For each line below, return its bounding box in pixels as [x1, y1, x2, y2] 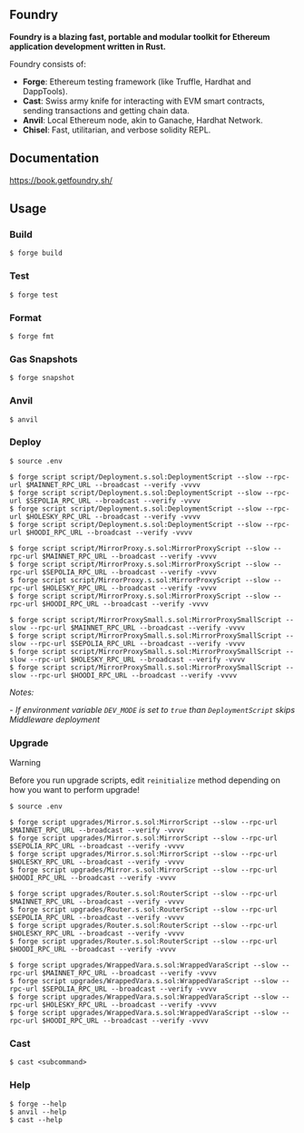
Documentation [9, 151, 100, 166]
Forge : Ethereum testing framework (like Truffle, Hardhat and [22, 76, 251, 87]
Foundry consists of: [9, 58, 86, 69]
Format [9, 311, 43, 324]
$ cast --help [9, 1115, 64, 1124]
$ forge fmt [9, 331, 54, 341]
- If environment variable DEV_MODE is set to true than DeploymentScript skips [9, 704, 296, 715]
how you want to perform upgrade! [9, 785, 141, 796]
